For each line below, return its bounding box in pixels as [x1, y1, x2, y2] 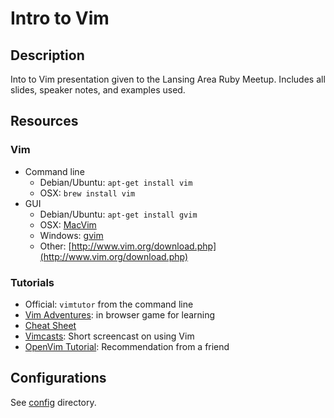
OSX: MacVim [39, 218, 97, 231]
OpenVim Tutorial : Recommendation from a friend [24, 340, 230, 352]
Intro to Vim [10, 7, 110, 30]
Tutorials [10, 275, 55, 289]
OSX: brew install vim [39, 187, 136, 199]
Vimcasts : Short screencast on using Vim [24, 330, 195, 342]
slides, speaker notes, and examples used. [10, 84, 186, 96]
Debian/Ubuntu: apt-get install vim [39, 176, 193, 188]
